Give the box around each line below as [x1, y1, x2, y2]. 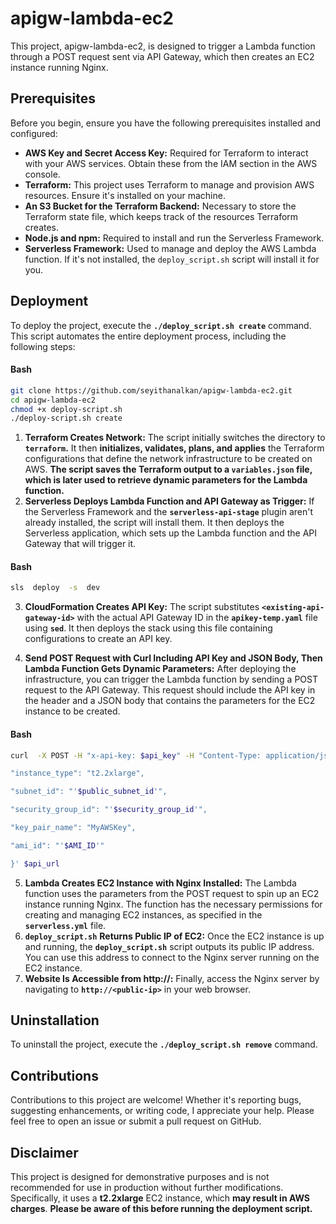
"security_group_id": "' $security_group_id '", [10, 805, 208, 815]
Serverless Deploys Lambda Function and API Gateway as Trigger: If [24, 495, 315, 507]
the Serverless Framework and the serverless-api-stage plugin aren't [24, 506, 314, 518]
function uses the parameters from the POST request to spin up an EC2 [24, 887, 320, 899]
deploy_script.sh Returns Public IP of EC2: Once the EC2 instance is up [24, 930, 325, 942]
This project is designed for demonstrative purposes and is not [10, 1171, 270, 1183]
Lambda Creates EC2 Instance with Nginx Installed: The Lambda [24, 877, 297, 889]
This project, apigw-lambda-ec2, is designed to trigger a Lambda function [10, 40, 316, 52]
